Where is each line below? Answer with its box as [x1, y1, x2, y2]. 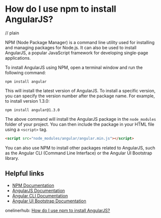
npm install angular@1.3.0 [5, 108, 60, 112]
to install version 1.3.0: [5, 98, 50, 104]
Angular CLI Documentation [12, 193, 68, 198]
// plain [5, 30, 20, 36]
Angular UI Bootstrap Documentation [12, 198, 86, 204]
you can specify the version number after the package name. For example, [5, 93, 155, 99]
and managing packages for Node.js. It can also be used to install [5, 44, 137, 50]
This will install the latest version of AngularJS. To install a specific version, [5, 87, 156, 93]
